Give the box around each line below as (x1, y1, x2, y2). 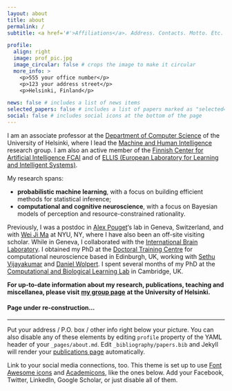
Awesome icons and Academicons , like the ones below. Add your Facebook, (7, 368, 224, 377)
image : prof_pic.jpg (13, 55, 72, 62)
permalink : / (7, 23, 45, 30)
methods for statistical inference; (17, 194, 112, 203)
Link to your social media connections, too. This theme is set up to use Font (7, 361, 222, 370)
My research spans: (7, 174, 64, 182)
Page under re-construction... (7, 304, 95, 312)
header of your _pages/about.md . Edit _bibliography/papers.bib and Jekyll (7, 340, 219, 349)
